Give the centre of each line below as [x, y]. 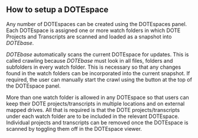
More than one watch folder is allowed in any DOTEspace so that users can [98, 97]
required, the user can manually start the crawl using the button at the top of [99, 79]
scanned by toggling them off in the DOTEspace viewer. [74, 129]
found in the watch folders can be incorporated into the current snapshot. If [98, 73]
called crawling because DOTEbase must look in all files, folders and [90, 60]
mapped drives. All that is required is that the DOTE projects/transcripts [93, 110]
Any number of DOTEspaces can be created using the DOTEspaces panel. [97, 24]
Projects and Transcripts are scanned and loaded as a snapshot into [89, 36]
